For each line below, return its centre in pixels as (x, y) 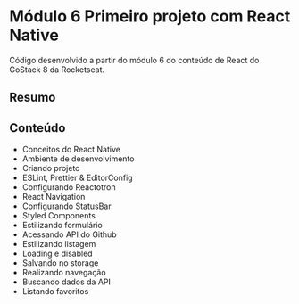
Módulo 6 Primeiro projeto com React (150, 16)
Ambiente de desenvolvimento (78, 159)
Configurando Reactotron (69, 187)
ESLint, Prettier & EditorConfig (77, 178)
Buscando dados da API (66, 282)
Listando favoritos (55, 292)
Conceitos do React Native (71, 150)
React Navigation (54, 197)
